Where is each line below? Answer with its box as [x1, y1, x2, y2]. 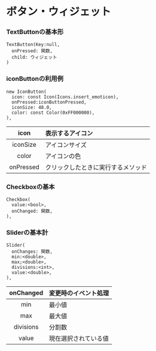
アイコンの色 [45, 152, 81, 160]
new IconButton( [6, 89, 47, 95]
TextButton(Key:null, [6, 42, 60, 48]
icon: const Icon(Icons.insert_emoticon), [11, 93, 119, 100]
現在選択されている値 [48, 334, 109, 343]
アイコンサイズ [45, 141, 87, 149]
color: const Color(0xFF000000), [11, 110, 95, 116]
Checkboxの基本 [6, 183, 55, 191]
